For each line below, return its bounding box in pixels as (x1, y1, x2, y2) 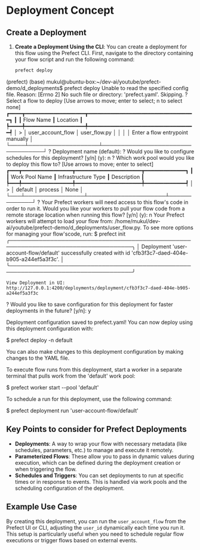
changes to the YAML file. (6, 354, 70, 361)
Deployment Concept (6, 4, 115, 17)
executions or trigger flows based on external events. (6, 536, 137, 543)
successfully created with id (60, 249, 130, 257)
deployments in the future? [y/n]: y (6, 307, 91, 314)
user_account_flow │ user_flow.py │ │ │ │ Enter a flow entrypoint (28, 129, 188, 136)
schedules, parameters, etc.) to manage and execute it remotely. (14, 446, 174, 453)
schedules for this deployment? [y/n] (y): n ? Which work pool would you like (6, 154, 195, 161)
